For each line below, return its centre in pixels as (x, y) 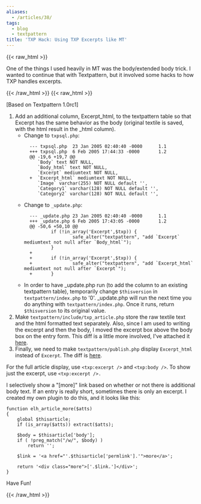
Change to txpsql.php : (52, 135)
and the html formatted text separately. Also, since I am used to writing (102, 323)
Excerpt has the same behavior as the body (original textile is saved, (99, 123)
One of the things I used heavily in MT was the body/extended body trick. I (98, 69)
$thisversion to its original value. (65, 311)
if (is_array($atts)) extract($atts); (65, 425)
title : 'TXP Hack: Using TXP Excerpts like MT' (67, 40)
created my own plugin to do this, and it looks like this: (73, 398)
